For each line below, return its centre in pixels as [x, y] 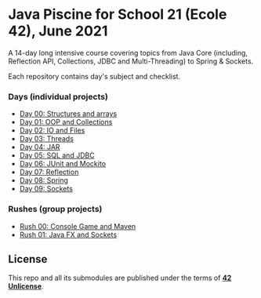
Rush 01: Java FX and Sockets [68, 234]
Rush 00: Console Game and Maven [78, 226]
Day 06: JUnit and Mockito [63, 164]
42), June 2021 [58, 31]
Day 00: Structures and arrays [68, 114]
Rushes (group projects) [55, 209]
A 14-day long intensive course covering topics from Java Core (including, [128, 53]
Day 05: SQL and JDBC [57, 155]
